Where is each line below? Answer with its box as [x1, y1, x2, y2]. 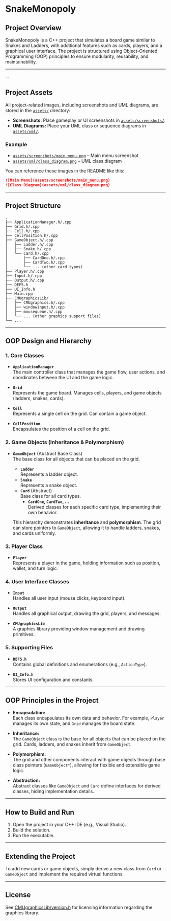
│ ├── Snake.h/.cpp [5, 246, 51, 251]
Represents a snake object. [20, 482, 77, 488]
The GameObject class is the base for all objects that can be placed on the [12, 736, 166, 742]
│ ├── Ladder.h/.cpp [5, 242, 53, 247]
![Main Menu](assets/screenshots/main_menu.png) [5, 178, 110, 183]
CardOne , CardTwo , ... [27, 498, 70, 505]
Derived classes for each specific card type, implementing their [27, 503, 161, 510]
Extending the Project [5, 852, 75, 861]
